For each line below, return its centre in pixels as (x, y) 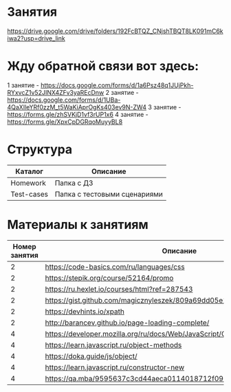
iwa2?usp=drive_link (36, 38)
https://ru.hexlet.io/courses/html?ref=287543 (119, 289)
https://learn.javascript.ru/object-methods (113, 345)
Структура (40, 150)
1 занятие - (23, 85)
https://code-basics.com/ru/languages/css (115, 267)
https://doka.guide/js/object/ (91, 356)
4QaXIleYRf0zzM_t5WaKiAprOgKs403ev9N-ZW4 (77, 107)
